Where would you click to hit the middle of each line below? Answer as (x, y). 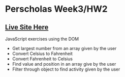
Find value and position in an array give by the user (64, 64)
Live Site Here (27, 27)
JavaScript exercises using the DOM (42, 39)
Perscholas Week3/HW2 (56, 9)
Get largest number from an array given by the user (64, 48)
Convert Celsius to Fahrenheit (42, 53)
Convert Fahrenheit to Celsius (42, 59)
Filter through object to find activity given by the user (66, 69)
